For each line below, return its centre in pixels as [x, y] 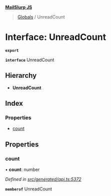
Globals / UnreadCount [41, 17]
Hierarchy [21, 75]
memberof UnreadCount [29, 189]
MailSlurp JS [19, 7]
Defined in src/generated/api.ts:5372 [43, 179]
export [12, 50]
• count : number [22, 169]
